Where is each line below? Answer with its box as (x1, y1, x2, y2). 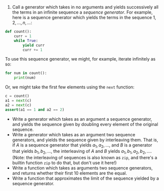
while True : (14, 38, 38, 43)
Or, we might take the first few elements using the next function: (5, 84, 135, 90)
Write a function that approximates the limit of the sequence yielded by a (12, 175, 159, 181)
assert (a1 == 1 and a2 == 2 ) (5, 107, 65, 112)
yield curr (23, 42, 45, 48)
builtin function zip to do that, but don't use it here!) (12, 160, 117, 166)
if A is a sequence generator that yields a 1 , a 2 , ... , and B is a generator (12, 142, 153, 149)
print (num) (14, 75, 36, 80)
